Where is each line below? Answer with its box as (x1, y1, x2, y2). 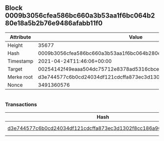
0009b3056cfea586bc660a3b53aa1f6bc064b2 (5, 12, 155, 20)
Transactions (5, 101, 38, 108)
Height (7, 41, 23, 48)
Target (7, 65, 23, 72)
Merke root (7, 73, 33, 80)
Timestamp (7, 58, 34, 64)
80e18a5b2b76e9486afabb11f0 (5, 19, 103, 27)
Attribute (9, 34, 31, 40)
